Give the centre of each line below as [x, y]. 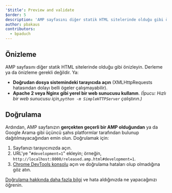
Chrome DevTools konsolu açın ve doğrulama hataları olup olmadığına [86, 164]
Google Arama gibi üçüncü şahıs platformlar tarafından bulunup [72, 132]
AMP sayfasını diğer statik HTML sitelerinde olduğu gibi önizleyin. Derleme [84, 67]
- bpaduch [20, 34]
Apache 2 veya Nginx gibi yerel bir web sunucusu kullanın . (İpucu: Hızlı [89, 93]
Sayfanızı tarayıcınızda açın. [42, 148]
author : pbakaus [23, 24]
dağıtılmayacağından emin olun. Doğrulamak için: [57, 138]
